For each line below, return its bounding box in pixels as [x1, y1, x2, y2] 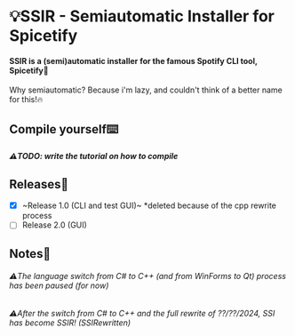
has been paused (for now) [9, 280, 109, 291]
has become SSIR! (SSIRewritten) [9, 317, 132, 328]
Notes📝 [9, 246, 52, 261]
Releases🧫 [9, 176, 69, 192]
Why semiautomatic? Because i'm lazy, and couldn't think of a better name [9, 84, 283, 95]
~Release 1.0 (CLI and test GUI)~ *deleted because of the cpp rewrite [21, 200, 277, 211]
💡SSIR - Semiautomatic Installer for [9, 6, 275, 27]
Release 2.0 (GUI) [21, 220, 87, 230]
